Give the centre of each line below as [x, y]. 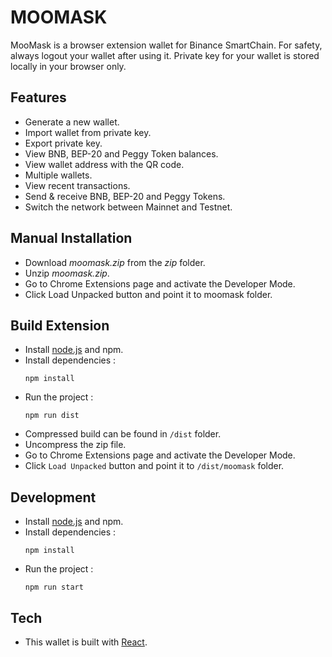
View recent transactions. [77, 185]
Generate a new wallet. [72, 122]
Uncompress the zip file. [75, 445]
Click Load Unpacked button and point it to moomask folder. [148, 294]
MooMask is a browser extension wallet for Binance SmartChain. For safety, [166, 45]
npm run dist [52, 416]
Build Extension [60, 325]
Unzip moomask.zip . [67, 273]
